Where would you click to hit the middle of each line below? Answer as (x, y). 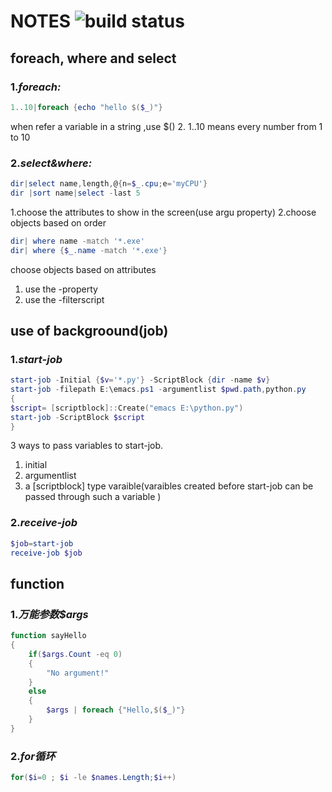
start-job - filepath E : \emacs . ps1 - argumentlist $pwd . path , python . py (158, 390)
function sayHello (48, 636)
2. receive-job (44, 523)
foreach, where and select (93, 58)
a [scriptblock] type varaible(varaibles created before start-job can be (169, 486)
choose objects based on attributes (83, 269)
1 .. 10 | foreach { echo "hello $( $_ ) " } (86, 107)
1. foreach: (36, 87)
